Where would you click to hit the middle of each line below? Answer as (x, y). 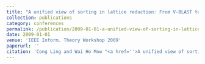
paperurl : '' (23, 46)
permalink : (20, 29)
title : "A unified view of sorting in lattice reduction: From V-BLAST (99, 12)
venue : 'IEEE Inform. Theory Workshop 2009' (64, 40)
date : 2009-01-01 (28, 35)
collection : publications (39, 18)
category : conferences (35, 23)
